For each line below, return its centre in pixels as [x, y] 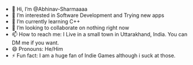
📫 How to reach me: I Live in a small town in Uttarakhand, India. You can [99, 34]
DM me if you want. [35, 43]
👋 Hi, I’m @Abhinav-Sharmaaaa [50, 9]
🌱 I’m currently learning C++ [46, 21]
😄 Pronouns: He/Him [37, 49]
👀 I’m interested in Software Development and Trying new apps [88, 15]
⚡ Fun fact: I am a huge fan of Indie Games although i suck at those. [94, 55]
